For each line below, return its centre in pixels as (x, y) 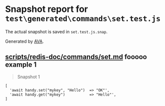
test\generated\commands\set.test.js (83, 19)
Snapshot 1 (28, 77)
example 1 (21, 65)
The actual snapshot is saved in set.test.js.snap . (56, 31)
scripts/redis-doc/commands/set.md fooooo (76, 57)
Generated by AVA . (25, 41)
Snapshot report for (47, 9)
